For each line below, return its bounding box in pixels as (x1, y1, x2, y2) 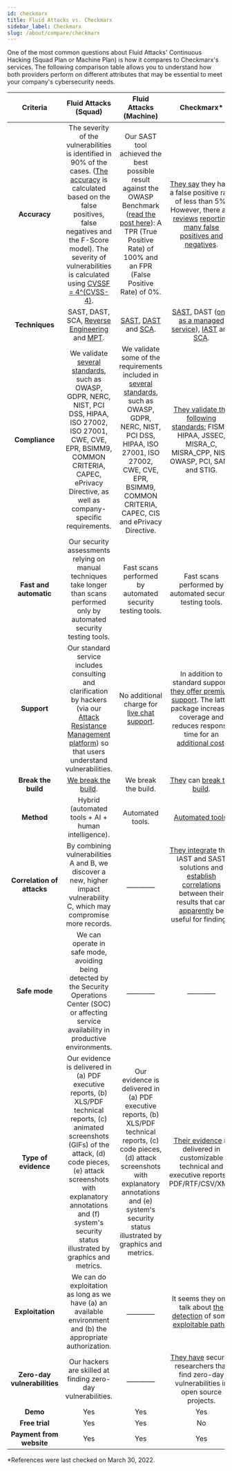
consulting (71, 669, 106, 679)
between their (178, 889, 224, 899)
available (74, 1307, 104, 1317)
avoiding (75, 956, 104, 966)
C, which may (66, 901, 111, 911)
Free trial (19, 1418, 50, 1428)
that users (72, 747, 106, 757)
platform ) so (68, 738, 109, 748)
